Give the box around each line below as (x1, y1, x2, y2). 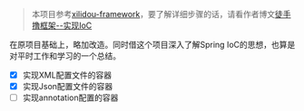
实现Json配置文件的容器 (22, 81, 113, 92)
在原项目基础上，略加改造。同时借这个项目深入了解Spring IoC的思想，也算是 (9, 40, 296, 50)
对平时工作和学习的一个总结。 (9, 51, 121, 61)
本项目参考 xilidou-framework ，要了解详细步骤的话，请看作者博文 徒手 (31, 9, 291, 19)
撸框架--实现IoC (31, 20, 93, 31)
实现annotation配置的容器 (22, 92, 119, 103)
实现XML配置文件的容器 (22, 69, 112, 80)
